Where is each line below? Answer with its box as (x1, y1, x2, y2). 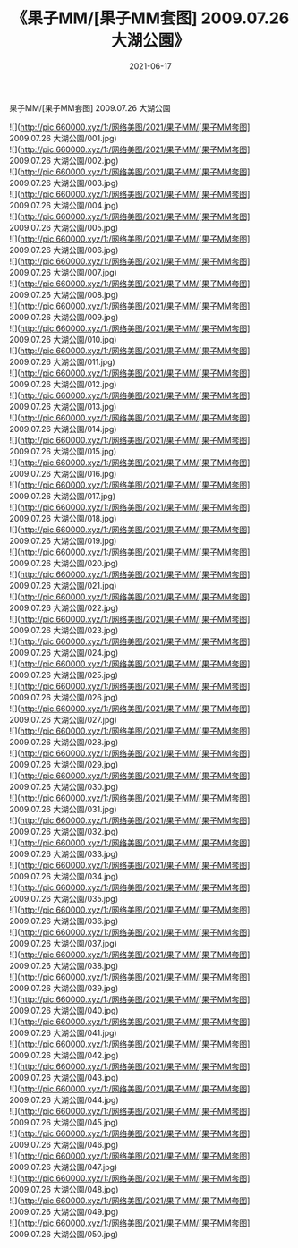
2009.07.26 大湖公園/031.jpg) (9, 803, 118, 814)
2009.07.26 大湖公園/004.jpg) (9, 200, 119, 210)
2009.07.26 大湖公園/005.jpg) (9, 222, 119, 233)
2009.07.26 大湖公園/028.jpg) (9, 736, 119, 747)
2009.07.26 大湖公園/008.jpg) (9, 289, 119, 300)
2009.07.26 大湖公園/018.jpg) (9, 513, 117, 523)
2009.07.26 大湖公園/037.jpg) (9, 938, 118, 948)
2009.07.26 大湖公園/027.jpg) (9, 714, 118, 725)
